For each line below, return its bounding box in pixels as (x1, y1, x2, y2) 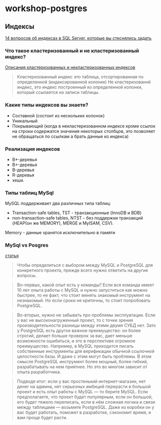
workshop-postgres (5, 3, 87, 14)
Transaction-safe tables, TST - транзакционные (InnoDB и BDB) (12, 210, 142, 216)
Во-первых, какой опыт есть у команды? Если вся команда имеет (16, 282, 154, 288)
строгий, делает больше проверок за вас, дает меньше (16, 333, 132, 339)
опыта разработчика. (16, 369, 62, 375)
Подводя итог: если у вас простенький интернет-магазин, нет (16, 378, 146, 385)
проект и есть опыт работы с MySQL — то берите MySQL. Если (16, 389, 148, 395)
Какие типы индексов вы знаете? (5, 102, 89, 109)
